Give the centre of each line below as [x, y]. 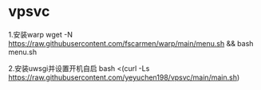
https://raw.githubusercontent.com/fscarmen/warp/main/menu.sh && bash [131, 43]
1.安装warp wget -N [41, 34]
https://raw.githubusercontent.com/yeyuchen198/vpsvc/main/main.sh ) [124, 77]
